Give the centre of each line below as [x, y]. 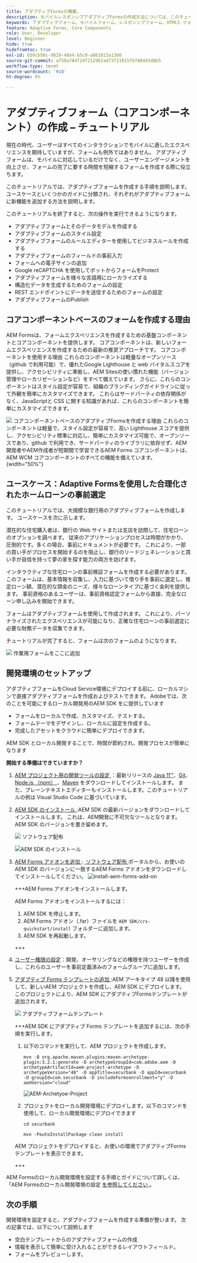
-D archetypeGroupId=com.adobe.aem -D [128, 1062]
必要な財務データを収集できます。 [47, 628]
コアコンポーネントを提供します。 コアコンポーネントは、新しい [94, 342]
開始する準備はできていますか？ [45, 762]
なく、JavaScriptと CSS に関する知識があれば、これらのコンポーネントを [95, 401]
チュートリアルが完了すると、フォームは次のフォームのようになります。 [93, 640]
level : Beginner [26, 39]
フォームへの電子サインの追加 [50, 263]
